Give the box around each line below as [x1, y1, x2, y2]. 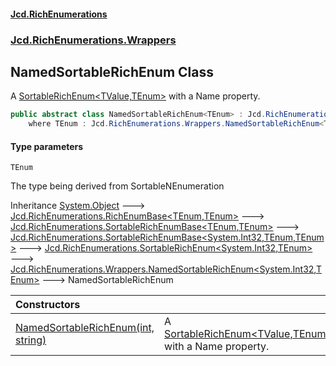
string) [15, 333, 47, 347]
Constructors [15, 298, 81, 312]
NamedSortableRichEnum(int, [15, 321, 155, 335]
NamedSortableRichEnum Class [10, 63, 215, 80]
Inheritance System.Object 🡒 [10, 200, 146, 212]
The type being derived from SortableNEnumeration [10, 180, 225, 192]
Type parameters [10, 140, 84, 152]
